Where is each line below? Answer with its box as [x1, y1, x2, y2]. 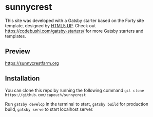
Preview [5, 47, 31, 56]
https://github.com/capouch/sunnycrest [5, 92, 86, 97]
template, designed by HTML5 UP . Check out [5, 22, 96, 28]
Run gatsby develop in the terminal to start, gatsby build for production [5, 101, 149, 107]
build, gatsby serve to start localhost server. [5, 106, 94, 112]
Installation [5, 75, 40, 83]
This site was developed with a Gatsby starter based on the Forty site [5, 18, 144, 23]
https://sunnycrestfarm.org [5, 60, 59, 66]
